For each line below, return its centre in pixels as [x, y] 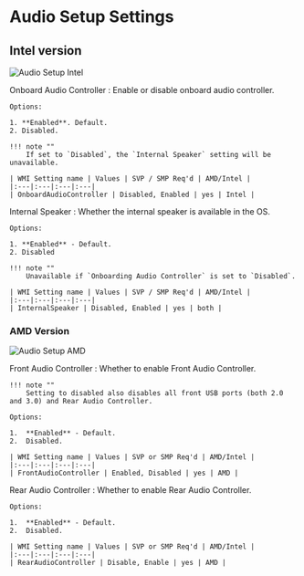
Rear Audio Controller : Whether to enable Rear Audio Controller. [131, 490]
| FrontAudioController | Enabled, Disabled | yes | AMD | [124, 473]
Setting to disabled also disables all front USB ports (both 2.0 [155, 393]
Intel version [46, 51]
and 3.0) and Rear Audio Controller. [81, 402]
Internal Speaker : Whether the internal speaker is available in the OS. [140, 211]
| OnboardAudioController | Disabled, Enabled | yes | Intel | [132, 194]
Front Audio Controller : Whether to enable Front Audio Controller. [133, 369]
